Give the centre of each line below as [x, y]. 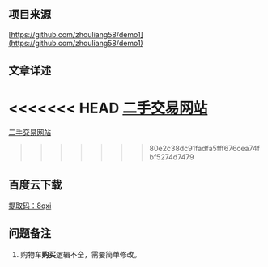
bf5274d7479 [172, 157]
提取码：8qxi [30, 206]
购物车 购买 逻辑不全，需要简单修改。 [81, 254]
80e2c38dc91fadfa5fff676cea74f [205, 149]
